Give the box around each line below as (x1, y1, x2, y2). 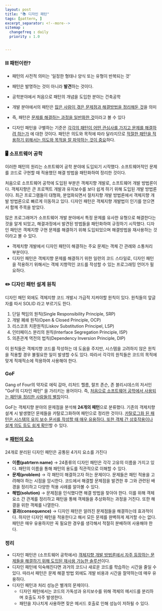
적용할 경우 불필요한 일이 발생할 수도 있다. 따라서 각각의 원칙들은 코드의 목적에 (10, 351, 157, 357)
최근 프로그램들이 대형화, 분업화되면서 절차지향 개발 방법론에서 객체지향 (15, 192, 150, 198)
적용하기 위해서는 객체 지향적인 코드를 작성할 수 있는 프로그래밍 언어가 (17, 262, 149, 267)
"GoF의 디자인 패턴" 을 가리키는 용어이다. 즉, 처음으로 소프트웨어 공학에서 (5, 388, 144, 394)
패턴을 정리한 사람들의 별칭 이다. (10, 394, 70, 400)
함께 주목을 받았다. (10, 205, 45, 210)
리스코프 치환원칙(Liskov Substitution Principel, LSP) (12, 323, 115, 329)
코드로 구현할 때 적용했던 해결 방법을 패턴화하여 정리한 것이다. (10, 170, 127, 175)
